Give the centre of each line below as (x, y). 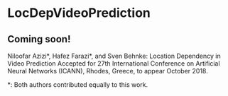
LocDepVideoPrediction (79, 13)
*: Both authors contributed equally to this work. (78, 85)
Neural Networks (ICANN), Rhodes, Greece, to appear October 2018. (108, 71)
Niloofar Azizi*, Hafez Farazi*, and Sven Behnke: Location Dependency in (114, 56)
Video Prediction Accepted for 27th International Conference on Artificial (114, 64)
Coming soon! (39, 39)
